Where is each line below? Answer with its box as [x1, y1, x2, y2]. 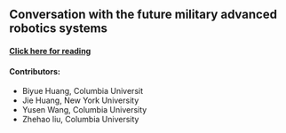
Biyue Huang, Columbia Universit [21, 86, 144, 97]
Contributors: [9, 66, 60, 76]
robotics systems [9, 21, 108, 36]
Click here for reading [9, 45, 91, 56]
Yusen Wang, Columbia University [21, 105, 147, 115]
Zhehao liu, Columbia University [21, 114, 139, 125]
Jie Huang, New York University [21, 95, 139, 106]
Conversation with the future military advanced [9, 7, 278, 22]
